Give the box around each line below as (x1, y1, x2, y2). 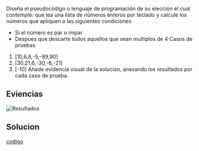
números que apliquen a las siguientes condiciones (6, 18, 132, 24)
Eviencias (6, 89, 43, 99)
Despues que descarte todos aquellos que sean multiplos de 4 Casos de (14, 36, 193, 42)
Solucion (6, 122, 40, 132)
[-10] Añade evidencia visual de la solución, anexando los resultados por (14, 66, 193, 73)
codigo (6, 137, 24, 144)
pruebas (14, 41, 36, 49)
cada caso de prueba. (14, 72, 69, 79)
